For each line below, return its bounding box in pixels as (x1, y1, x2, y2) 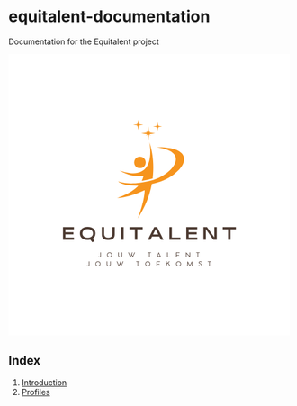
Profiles (21, 386, 50, 397)
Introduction (21, 376, 67, 388)
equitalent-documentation (8, 6, 211, 27)
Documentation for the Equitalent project (8, 36, 159, 47)
